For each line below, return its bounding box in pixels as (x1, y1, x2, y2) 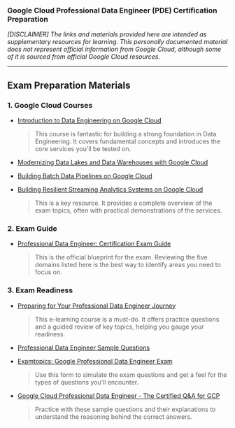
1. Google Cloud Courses (7, 100, 93, 110)
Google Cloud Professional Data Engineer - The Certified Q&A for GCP (17, 391, 220, 400)
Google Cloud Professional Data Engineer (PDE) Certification (7, 6, 218, 15)
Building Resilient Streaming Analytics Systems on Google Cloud (17, 185, 204, 194)
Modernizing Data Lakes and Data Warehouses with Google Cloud (17, 158, 208, 166)
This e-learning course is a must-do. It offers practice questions (34, 315, 220, 323)
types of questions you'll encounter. (34, 378, 138, 386)
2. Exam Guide (7, 223, 57, 233)
